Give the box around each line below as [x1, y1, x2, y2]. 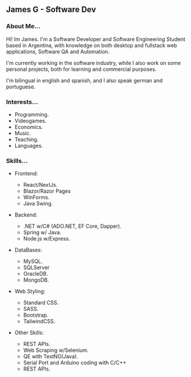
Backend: [14, 211, 38, 218]
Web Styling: [14, 288, 46, 295]
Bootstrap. [23, 311, 48, 318]
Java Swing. [23, 200, 53, 207]
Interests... [6, 98, 38, 106]
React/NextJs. [23, 181, 58, 188]
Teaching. [14, 136, 39, 143]
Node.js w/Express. [23, 235, 71, 242]
